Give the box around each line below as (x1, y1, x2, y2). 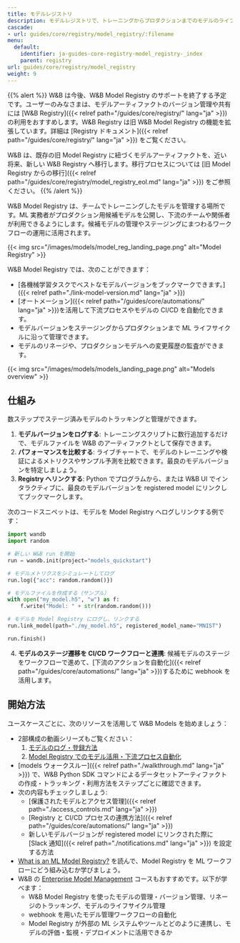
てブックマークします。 (17, 492, 87, 501)
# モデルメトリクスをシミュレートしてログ (7, 569, 115, 577)
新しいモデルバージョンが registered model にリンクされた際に (28, 829, 214, 838)
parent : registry (20, 57, 72, 64)
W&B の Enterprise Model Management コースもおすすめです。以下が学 (17, 874, 228, 883)
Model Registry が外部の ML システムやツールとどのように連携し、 (28, 919, 225, 927)
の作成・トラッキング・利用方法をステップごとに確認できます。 (17, 779, 205, 787)
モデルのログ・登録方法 (28, 743, 98, 752)
